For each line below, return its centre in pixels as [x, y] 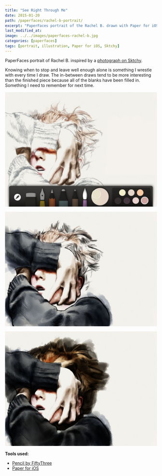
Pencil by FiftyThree [32, 463]
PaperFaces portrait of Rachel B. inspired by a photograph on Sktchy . [74, 60]
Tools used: [17, 454]
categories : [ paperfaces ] [31, 41]
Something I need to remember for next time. [50, 85]
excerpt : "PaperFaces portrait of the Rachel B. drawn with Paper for [77, 26]
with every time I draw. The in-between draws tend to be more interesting [78, 75]
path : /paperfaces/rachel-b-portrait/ [44, 20]
